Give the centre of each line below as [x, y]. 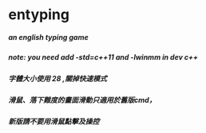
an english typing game [49, 37]
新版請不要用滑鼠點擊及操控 [54, 122]
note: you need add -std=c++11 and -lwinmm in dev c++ [103, 57]
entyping [39, 15]
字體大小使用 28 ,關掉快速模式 [58, 78]
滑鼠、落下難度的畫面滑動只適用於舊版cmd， [82, 100]
